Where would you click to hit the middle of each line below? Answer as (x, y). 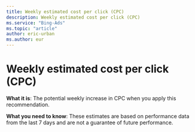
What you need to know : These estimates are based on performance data (98, 116)
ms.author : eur (25, 39)
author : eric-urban (31, 34)
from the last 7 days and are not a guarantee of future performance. (90, 122)
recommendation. (28, 105)
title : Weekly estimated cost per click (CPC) (65, 12)
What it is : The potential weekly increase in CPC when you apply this (91, 98)
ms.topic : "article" (32, 28)
